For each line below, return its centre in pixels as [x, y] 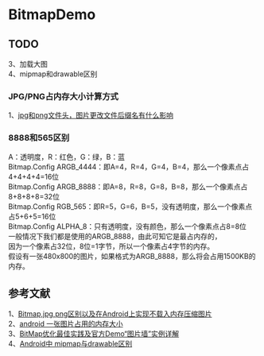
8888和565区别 [39, 138]
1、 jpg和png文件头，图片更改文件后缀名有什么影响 [91, 115]
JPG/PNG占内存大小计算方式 [64, 96]
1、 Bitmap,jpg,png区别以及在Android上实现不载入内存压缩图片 [110, 314]
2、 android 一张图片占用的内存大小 [66, 324]
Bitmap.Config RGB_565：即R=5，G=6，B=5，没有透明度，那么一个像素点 [130, 206]
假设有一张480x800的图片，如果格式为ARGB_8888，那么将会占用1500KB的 [132, 256]
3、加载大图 [28, 64]
